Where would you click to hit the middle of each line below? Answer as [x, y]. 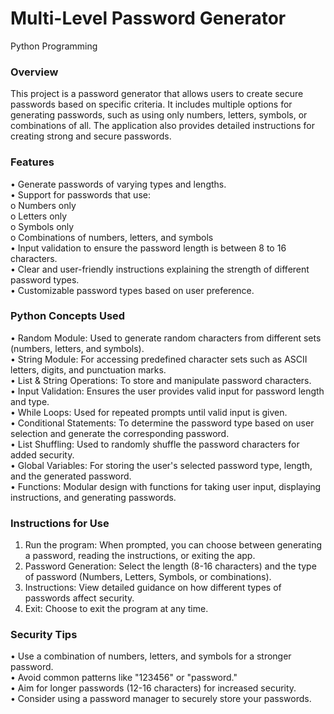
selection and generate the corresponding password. [120, 433]
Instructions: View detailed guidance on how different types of [153, 588]
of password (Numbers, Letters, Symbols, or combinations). [148, 577]
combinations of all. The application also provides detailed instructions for [162, 126]
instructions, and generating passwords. [93, 497]
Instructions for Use [60, 523]
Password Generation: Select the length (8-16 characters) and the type [170, 566]
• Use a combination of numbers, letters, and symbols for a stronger [151, 656]
